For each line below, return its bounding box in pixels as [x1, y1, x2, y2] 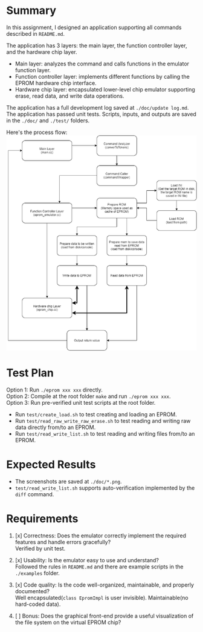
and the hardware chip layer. [6, 48, 77, 55]
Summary [6, 4, 56, 18]
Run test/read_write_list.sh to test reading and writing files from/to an [14, 430, 195, 437]
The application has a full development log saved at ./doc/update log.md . [6, 104, 189, 111]
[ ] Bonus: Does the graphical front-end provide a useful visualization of [14, 612, 194, 619]
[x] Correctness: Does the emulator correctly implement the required [14, 531, 186, 539]
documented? [14, 587, 50, 594]
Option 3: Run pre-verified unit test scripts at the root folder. [6, 399, 156, 406]
